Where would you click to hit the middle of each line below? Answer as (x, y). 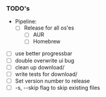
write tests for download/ (46, 74)
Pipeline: (26, 22)
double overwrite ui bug (45, 60)
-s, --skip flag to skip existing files (58, 87)
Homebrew (47, 42)
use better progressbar (44, 54)
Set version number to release (52, 81)
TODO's (18, 8)
